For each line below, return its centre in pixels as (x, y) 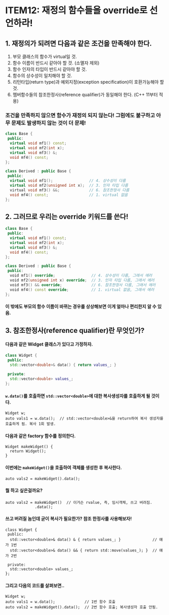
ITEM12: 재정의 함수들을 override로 (76, 10)
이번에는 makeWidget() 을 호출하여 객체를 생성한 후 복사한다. (64, 467)
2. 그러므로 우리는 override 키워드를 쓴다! (67, 216)
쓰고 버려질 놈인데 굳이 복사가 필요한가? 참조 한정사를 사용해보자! (69, 519)
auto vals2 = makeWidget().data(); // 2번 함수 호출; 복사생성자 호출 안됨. (82, 607)
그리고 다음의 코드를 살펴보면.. (35, 585)
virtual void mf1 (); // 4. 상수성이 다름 (68, 181)
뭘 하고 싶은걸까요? (24, 491)
